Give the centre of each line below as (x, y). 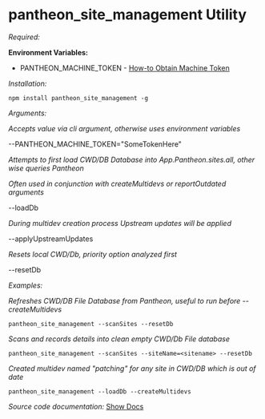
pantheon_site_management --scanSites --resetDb (91, 324)
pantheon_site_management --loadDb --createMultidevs (100, 391)
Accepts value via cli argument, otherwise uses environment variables (124, 128)
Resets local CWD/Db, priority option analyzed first (93, 254)
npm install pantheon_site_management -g (78, 98)
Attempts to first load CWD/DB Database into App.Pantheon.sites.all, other (132, 159)
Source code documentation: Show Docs (76, 406)
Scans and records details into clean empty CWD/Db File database (119, 339)
